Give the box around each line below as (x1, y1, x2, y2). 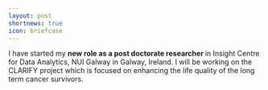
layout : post (8, 11, 52, 20)
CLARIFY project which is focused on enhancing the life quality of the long (8, 66, 255, 76)
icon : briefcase (8, 27, 63, 35)
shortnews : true (8, 19, 63, 27)
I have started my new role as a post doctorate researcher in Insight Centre (8, 49, 260, 59)
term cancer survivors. (8, 74, 85, 84)
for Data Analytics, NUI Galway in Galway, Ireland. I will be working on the (8, 57, 252, 67)
